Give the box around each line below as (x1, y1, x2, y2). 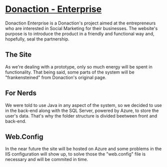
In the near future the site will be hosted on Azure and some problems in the (5, 146, 162, 152)
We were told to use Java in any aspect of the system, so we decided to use (5, 102, 162, 108)
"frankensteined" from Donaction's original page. (5, 74, 106, 80)
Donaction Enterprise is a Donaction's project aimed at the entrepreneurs (5, 20, 156, 26)
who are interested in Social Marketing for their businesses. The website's (5, 25, 158, 31)
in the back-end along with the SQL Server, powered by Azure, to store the (5, 107, 159, 113)
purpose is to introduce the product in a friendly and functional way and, (5, 30, 154, 36)
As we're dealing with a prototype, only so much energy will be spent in (5, 63, 152, 69)
